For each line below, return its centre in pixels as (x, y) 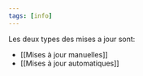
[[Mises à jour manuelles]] (64, 54)
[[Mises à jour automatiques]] (69, 63)
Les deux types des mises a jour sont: (72, 39)
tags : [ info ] (30, 16)
